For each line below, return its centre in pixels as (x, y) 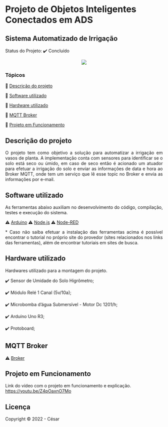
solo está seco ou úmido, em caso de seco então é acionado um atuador (84, 164)
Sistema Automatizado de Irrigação (61, 38)
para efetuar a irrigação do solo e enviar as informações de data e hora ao (84, 169)
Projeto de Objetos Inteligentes (71, 9)
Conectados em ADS (49, 20)
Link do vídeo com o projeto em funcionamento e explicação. (68, 386)
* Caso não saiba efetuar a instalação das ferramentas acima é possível (84, 232)
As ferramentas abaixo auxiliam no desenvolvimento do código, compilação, (84, 207)
